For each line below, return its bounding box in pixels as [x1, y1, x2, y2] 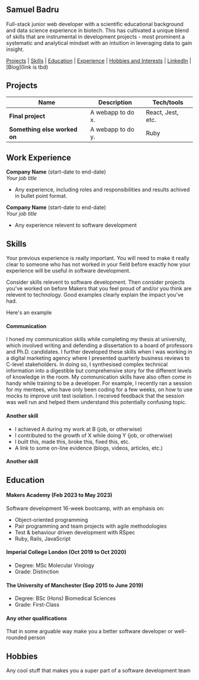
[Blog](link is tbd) [6, 63, 49, 70]
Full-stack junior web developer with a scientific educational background [6, 20, 184, 27]
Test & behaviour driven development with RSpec [14, 528, 136, 535]
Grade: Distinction [14, 568, 59, 575]
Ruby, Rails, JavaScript [14, 535, 71, 542]
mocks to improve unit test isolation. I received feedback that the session [6, 392, 185, 399]
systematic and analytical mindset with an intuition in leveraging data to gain [6, 39, 192, 46]
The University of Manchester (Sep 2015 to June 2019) [6, 582, 144, 589]
